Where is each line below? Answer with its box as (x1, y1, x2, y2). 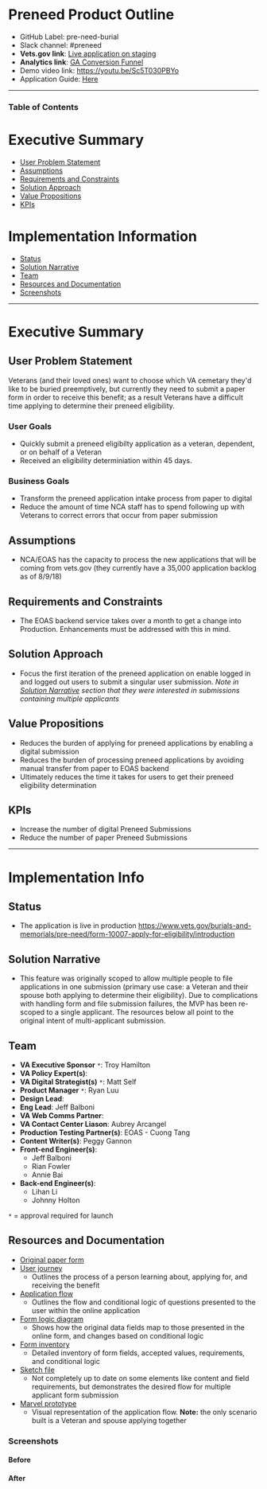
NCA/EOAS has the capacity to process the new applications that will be (19, 555, 257, 564)
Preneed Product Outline (8, 6, 175, 24)
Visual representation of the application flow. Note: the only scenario (31, 1407, 257, 1417)
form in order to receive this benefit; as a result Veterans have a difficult (8, 392, 244, 402)
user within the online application (31, 1305, 141, 1315)
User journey (19, 1263, 63, 1273)
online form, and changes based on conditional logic (31, 1331, 204, 1340)
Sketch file (19, 1365, 56, 1374)
